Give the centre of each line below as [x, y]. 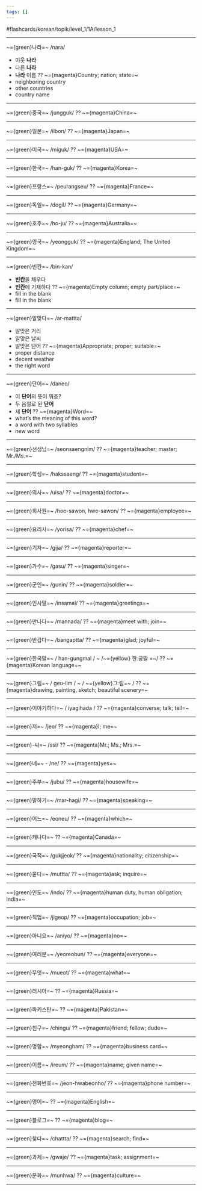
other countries [34, 88]
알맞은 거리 [28, 331]
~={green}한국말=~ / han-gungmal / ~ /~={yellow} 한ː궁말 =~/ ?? [86, 658]
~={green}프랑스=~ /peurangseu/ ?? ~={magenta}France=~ [80, 186]
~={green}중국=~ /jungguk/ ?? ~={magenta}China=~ [72, 113]
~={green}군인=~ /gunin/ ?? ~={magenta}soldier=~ [70, 584]
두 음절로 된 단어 [34, 403]
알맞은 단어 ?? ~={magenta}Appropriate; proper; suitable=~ [88, 346]
